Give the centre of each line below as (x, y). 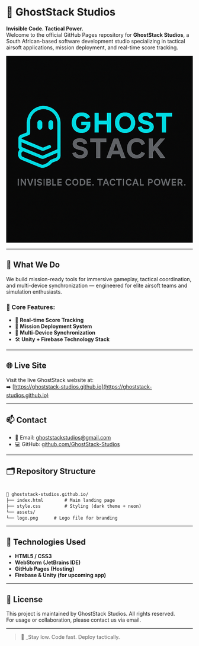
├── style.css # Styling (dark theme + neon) (74, 507)
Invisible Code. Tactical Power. (45, 28)
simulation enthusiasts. (34, 292)
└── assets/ (21, 513)
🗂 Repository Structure (51, 471)
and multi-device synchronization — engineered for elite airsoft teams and (97, 285)
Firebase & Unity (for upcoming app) (60, 575)
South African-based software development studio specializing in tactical (96, 41)
